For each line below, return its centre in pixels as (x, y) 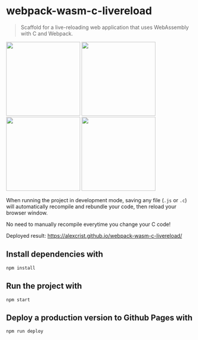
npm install (21, 268)
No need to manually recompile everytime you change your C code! (88, 224)
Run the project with (44, 286)
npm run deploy (25, 331)
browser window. (27, 213)
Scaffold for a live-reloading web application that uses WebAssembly (105, 27)
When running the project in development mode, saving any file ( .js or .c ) (97, 200)
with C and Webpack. (47, 33)
